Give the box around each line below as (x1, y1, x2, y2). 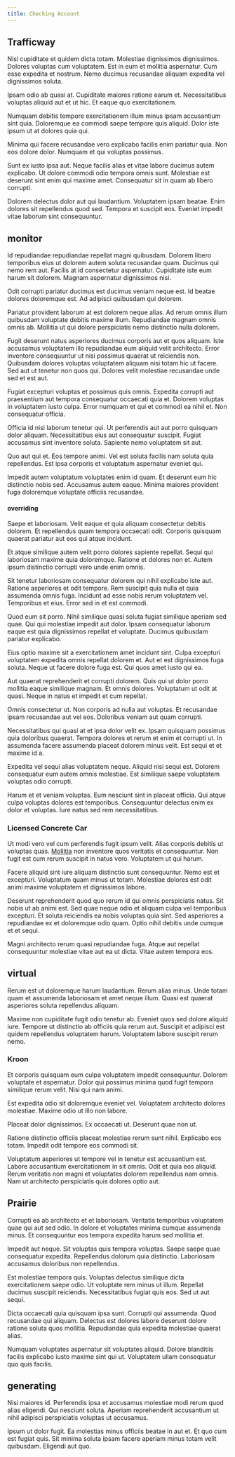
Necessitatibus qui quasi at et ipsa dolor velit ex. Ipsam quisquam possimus (7, 727, 226, 735)
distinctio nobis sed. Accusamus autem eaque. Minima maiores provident (7, 481, 219, 489)
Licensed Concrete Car (7, 824, 88, 833)
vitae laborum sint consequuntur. (7, 212, 103, 221)
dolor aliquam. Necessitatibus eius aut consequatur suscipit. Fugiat (7, 431, 201, 439)
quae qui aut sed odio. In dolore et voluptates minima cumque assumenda (7, 1223, 221, 1232)
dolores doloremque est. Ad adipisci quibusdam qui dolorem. (7, 295, 184, 303)
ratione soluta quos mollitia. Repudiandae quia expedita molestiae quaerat (7, 1324, 221, 1332)
